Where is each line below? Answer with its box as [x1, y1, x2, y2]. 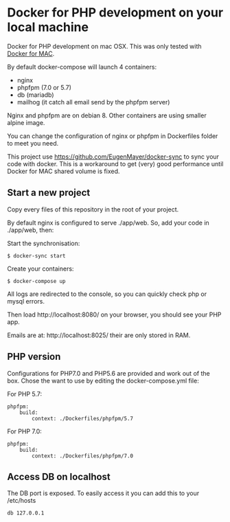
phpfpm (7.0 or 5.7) [16, 83, 72, 91]
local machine [7, 19, 89, 35]
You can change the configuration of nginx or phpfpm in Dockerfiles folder [7, 132, 218, 140]
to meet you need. [7, 139, 59, 147]
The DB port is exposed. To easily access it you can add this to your [7, 489, 200, 497]
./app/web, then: [7, 225, 54, 234]
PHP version [7, 351, 61, 363]
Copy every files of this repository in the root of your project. [7, 205, 179, 214]
